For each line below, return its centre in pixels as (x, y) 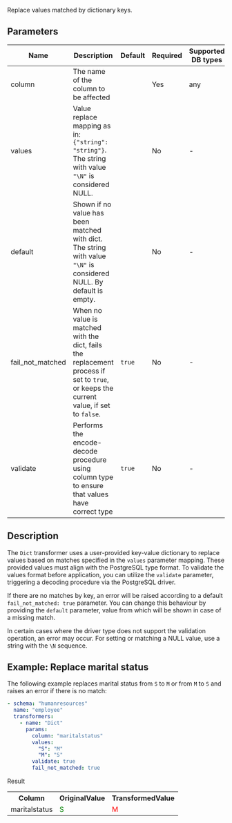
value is (85, 319)
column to (89, 88)
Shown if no (92, 204)
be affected (91, 97)
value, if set (91, 405)
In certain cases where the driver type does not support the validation (106, 630)
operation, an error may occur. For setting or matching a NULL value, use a (114, 638)
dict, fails (87, 345)
